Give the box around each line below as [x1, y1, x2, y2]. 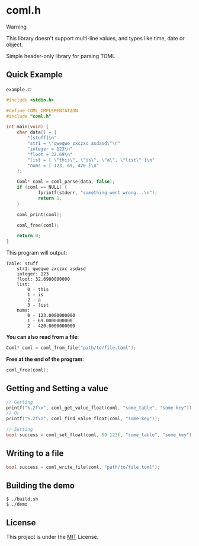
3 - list [27, 302, 49, 309]
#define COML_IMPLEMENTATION [6, 107, 78, 113]
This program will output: [6, 249, 68, 256]
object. [6, 41, 24, 48]
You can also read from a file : [6, 334, 79, 341]
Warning [6, 23, 27, 30]
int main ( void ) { [6, 124, 49, 130]
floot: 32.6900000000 [17, 277, 70, 282]
